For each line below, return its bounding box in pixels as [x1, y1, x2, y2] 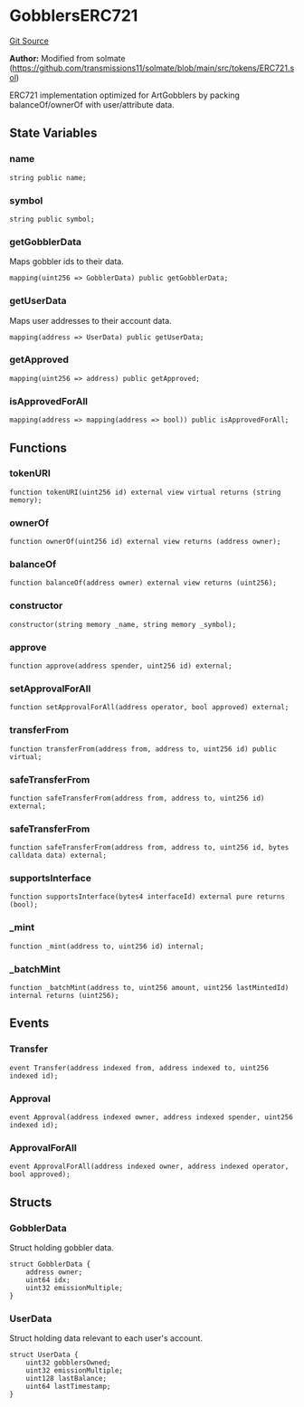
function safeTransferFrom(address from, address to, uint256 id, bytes [9, 843, 290, 852]
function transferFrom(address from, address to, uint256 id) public [9, 744, 278, 754]
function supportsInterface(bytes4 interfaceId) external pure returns [9, 892, 285, 901]
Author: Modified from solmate [9, 52, 126, 63]
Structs [9, 1194, 52, 1210]
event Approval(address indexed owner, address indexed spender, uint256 [9, 1113, 294, 1122]
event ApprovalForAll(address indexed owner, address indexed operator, [9, 1162, 290, 1172]
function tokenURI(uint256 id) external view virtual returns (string [9, 488, 281, 497]
